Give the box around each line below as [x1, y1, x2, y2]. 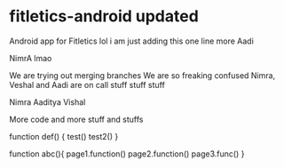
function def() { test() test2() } [9, 131, 119, 141]
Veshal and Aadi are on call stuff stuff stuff [9, 79, 166, 90]
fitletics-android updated [9, 6, 200, 27]
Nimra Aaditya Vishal [9, 96, 86, 108]
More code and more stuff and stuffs [9, 114, 144, 124]
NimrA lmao [9, 52, 52, 63]
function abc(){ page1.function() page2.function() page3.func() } [9, 148, 245, 159]
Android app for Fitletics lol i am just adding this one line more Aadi [9, 36, 255, 46]
